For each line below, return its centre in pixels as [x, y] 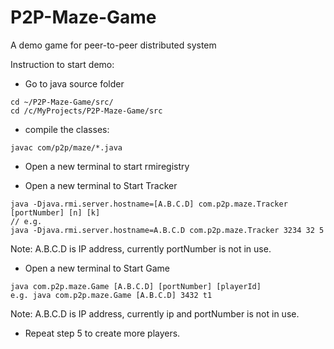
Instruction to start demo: [62, 64]
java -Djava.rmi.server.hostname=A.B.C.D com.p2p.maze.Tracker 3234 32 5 [167, 230]
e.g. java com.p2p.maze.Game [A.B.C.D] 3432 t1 [111, 295]
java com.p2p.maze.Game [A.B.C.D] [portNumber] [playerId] [136, 286]
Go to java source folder [74, 83]
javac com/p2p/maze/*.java [66, 147]
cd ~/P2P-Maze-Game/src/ [62, 102]
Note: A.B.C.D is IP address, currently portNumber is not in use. [141, 248]
